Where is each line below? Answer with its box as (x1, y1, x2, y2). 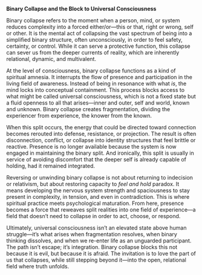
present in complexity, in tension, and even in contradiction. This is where (6, 193, 190, 200)
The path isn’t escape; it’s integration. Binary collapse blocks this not (6, 244, 178, 250)
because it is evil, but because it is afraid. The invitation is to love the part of (6, 250, 197, 257)
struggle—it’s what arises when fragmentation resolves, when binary (6, 231, 177, 238)
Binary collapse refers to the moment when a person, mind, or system (6, 17, 180, 24)
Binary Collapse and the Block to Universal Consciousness (6, 5, 157, 12)
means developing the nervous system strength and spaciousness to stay (6, 187, 191, 194)
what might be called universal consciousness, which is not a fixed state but (6, 93, 196, 100)
